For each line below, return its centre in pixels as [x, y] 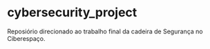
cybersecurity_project [72, 13]
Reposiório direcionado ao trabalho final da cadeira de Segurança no [105, 31]
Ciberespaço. [26, 38]
